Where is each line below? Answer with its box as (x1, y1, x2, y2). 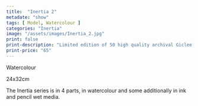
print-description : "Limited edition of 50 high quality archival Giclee (6, 42, 193, 48)
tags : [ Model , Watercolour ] (6, 20, 81, 26)
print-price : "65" (6, 48, 52, 54)
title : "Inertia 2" (6, 8, 58, 15)
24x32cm (6, 75, 30, 82)
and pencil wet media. (6, 93, 60, 100)
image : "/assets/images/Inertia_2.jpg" (6, 31, 105, 37)
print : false (6, 36, 39, 42)
